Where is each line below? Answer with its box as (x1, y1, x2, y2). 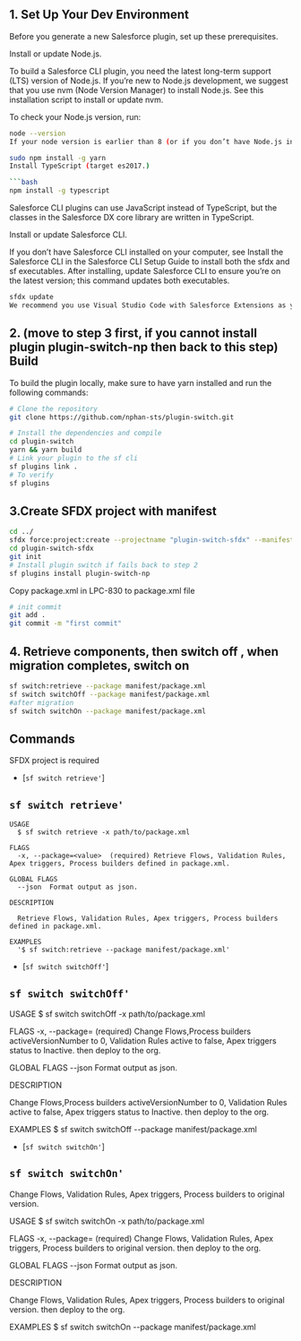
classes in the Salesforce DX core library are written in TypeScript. (9, 212, 254, 223)
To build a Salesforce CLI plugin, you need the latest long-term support (9, 65, 271, 76)
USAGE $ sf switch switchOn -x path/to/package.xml (9, 1216, 204, 1226)
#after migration (9, 698, 74, 707)
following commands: (9, 387, 89, 398)
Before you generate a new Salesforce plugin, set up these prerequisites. (9, 30, 279, 41)
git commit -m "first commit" (9, 619, 123, 628)
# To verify (9, 470, 54, 479)
